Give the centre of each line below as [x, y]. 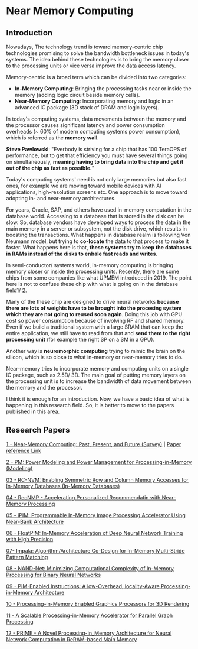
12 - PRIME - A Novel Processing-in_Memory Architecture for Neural [89, 633]
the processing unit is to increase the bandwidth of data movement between [99, 381]
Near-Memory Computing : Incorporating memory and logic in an [94, 101]
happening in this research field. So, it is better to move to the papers [90, 405]
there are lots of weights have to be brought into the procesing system [94, 308]
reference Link [24, 450]
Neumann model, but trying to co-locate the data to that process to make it [98, 241]
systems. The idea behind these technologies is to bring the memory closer [98, 59]
